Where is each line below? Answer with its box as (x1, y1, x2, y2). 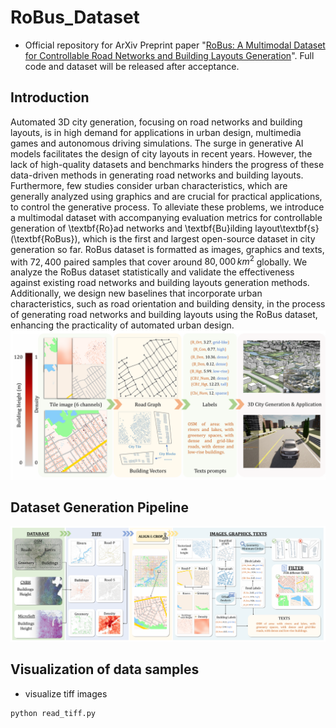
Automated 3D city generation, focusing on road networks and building (10, 116, 303, 128)
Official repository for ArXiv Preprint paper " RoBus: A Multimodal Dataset (24, 39, 326, 51)
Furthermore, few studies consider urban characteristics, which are (10, 179, 288, 191)
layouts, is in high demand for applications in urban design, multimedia (10, 126, 302, 138)
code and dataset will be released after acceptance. (24, 60, 240, 72)
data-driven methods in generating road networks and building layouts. (10, 169, 304, 181)
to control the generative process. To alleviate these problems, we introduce (10, 201, 325, 213)
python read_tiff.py (10, 708, 97, 718)
